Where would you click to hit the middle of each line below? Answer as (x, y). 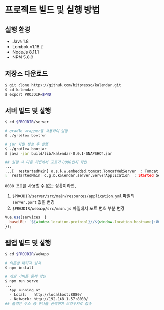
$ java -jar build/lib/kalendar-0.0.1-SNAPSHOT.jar (59, 153)
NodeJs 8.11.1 (25, 52)
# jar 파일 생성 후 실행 (27, 144)
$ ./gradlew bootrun (26, 136)
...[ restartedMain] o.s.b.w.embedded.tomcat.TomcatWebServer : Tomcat (82, 171)
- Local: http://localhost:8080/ (46, 295)
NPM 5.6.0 (23, 57)
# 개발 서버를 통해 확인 (26, 277)
